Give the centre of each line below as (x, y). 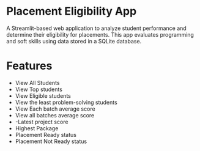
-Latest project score (42, 122)
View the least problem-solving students (66, 102)
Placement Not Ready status (51, 141)
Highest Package (37, 128)
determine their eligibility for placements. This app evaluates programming (100, 34)
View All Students (37, 83)
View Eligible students (43, 95)
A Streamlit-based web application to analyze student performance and (96, 28)
